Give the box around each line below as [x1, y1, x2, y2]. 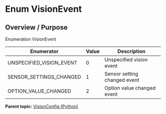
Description [117, 48, 146, 55]
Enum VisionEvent [5, 3, 83, 15]
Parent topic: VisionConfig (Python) [5, 104, 79, 109]
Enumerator [30, 48, 59, 55]
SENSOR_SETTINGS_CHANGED [7, 74, 82, 80]
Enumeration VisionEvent [5, 36, 56, 42]
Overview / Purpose [5, 23, 68, 32]
